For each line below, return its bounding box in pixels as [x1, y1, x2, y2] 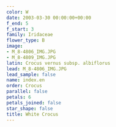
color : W [6, 9, 29, 15]
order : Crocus [6, 83, 43, 89]
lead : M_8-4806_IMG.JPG [6, 65, 67, 72]
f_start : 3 [6, 26, 34, 32]
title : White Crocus [6, 111, 59, 117]
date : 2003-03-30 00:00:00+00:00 [6, 15, 92, 21]
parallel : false [6, 89, 48, 95]
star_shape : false [6, 105, 53, 112]
